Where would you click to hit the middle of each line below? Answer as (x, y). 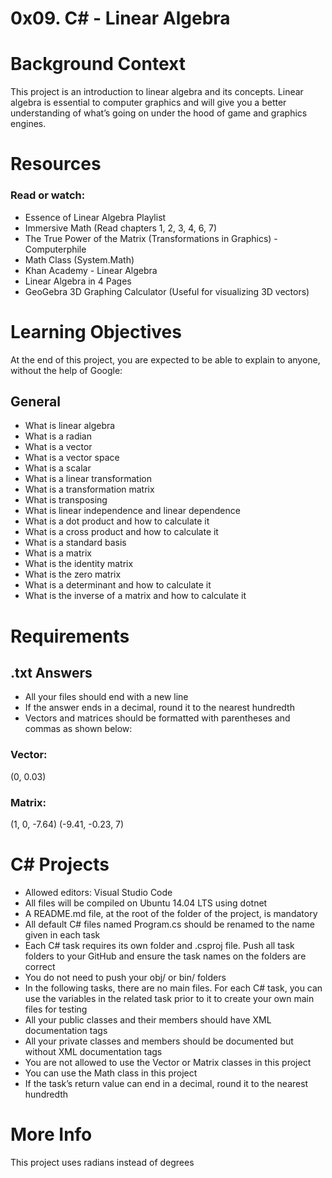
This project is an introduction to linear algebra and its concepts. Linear (157, 92)
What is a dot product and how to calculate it (117, 521)
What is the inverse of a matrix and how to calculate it (135, 596)
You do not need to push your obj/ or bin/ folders (125, 977)
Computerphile (55, 249)
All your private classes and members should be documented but (159, 1041)
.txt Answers (51, 672)
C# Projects (60, 864)
